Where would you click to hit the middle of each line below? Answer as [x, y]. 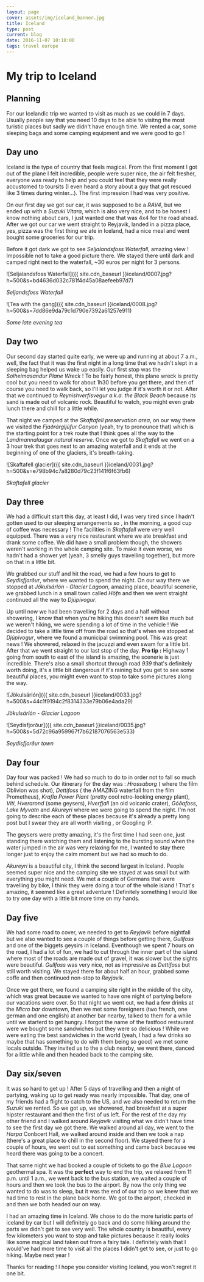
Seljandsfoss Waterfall [35, 292]
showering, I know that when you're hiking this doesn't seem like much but [100, 618]
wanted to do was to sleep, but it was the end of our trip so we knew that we [102, 1191]
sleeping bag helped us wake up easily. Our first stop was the [84, 369]
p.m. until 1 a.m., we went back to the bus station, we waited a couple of [97, 1178]
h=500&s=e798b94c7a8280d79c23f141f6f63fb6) [69, 471]
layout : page [23, 12]
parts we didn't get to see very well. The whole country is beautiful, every [99, 1229]
